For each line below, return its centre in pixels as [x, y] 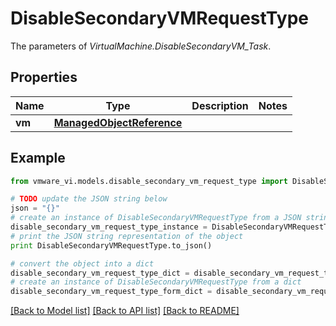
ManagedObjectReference [118, 122]
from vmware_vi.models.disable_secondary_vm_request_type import [149, 181]
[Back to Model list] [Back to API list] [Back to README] [125, 311]
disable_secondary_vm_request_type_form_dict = [111, 292]
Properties [44, 77]
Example [38, 158]
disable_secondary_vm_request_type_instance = [109, 227]
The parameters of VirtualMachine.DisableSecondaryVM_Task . [141, 46]
